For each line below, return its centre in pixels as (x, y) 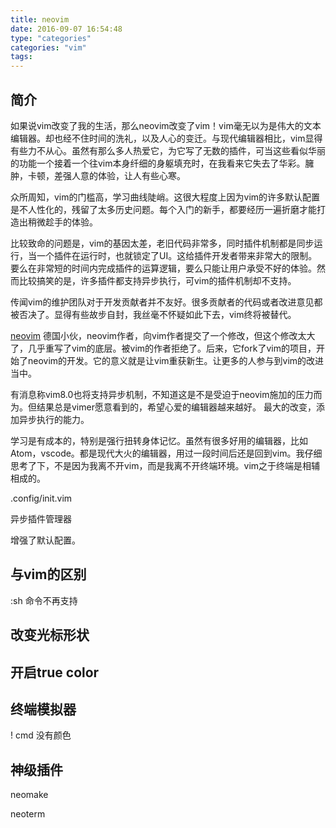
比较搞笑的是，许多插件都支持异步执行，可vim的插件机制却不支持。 (157, 280)
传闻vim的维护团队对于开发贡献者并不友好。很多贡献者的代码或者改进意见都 (166, 302)
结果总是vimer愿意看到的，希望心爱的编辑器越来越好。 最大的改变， (176, 407)
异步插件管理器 (41, 518)
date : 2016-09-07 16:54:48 (66, 29)
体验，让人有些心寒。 (141, 175)
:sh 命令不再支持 (44, 600)
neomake (29, 795)
